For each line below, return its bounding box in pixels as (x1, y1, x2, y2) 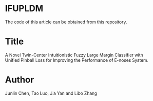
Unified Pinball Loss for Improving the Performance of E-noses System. (5, 57, 149, 63)
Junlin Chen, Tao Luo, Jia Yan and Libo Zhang (5, 90, 97, 96)
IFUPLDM (5, 3, 44, 14)
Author (5, 74, 34, 85)
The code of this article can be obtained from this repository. (5, 19, 128, 25)
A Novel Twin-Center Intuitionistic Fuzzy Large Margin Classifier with (5, 52, 144, 58)
